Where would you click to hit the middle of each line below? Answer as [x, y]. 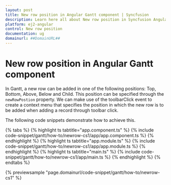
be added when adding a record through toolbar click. [62, 110]
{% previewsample [25, 172]
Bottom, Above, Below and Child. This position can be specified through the [85, 94]
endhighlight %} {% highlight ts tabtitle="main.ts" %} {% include [73, 151]
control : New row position [34, 29]
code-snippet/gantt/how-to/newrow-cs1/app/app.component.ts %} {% [80, 135]
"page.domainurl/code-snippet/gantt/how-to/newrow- [103, 172]
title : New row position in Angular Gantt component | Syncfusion [77, 15]
